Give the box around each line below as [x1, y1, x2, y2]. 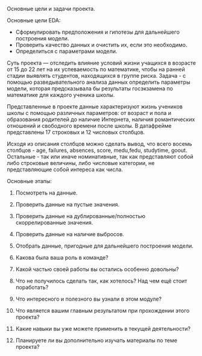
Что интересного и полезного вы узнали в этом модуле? [15, 295, 162, 302]
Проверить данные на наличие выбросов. [15, 231, 124, 237]
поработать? [15, 284, 49, 291]
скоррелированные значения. [15, 219, 93, 226]
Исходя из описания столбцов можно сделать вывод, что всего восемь [7, 140, 192, 147]
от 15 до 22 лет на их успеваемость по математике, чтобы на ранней [7, 66, 186, 73]
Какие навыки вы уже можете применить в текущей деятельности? [15, 325, 191, 332]
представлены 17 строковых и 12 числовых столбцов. [7, 129, 145, 136]
